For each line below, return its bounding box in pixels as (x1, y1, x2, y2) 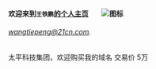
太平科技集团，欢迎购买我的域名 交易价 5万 (8, 53, 149, 62)
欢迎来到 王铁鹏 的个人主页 (8, 9, 89, 18)
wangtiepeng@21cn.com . (8, 27, 91, 37)
